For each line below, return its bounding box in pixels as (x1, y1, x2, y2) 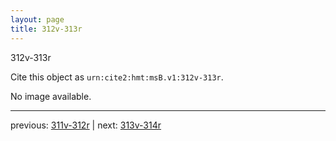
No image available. (10, 90, 92, 102)
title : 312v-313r (10, 24, 83, 34)
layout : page (10, 14, 65, 25)
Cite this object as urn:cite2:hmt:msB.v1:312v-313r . (10, 71, 224, 83)
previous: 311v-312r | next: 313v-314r (10, 119, 162, 131)
